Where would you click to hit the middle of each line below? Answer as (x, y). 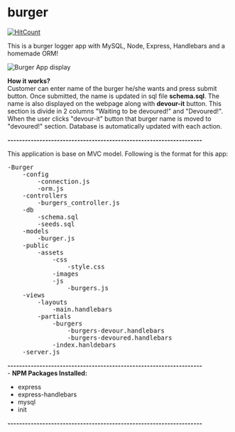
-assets (50, 252)
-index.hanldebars (84, 345)
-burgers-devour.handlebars (116, 330)
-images (66, 274)
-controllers (45, 195)
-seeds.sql (56, 224)
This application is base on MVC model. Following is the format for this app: (118, 153)
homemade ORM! (33, 53)
